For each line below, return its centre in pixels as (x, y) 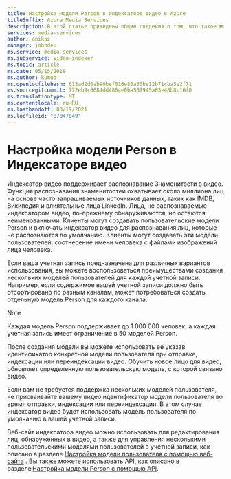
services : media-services (44, 33)
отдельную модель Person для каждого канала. (77, 299)
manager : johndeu (32, 45)
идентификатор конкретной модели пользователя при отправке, (102, 354)
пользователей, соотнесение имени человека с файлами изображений (112, 242)
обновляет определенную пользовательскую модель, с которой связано (115, 368)
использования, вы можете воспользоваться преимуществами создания (115, 270)
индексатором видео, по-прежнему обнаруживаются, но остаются (106, 213)
